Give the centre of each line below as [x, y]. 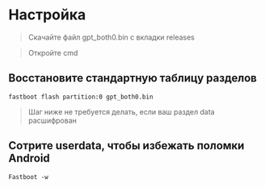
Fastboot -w [28, 177]
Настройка [47, 15]
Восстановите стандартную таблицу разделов [132, 78]
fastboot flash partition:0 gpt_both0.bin [81, 97]
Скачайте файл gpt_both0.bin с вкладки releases [111, 37]
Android [29, 159]
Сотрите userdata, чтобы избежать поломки [126, 146]
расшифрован [52, 120]
